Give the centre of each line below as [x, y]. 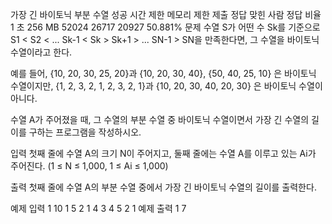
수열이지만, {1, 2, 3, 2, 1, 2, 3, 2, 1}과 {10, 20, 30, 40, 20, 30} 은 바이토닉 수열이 [166, 86]
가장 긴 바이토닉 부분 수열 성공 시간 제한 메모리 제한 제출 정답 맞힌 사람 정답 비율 [166, 14]
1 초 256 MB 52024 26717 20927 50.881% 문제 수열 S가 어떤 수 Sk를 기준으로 [165, 27]
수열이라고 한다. [41, 52]
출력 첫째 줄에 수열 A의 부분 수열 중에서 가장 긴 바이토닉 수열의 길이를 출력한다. [163, 187]
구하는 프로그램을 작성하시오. [85, 132]
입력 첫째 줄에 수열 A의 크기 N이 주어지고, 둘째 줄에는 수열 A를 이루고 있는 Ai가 [163, 153]
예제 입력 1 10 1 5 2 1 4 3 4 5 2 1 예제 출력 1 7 [98, 208]
